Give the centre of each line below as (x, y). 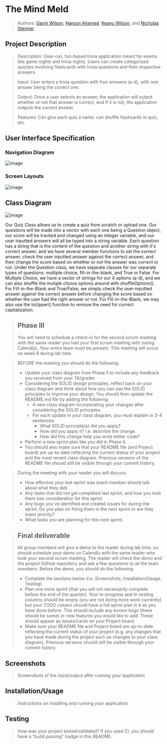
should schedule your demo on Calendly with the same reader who (86, 553)
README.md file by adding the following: (67, 399)
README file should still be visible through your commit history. (90, 463)
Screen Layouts (24, 176)
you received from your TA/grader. (60, 378)
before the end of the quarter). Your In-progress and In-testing (89, 594)
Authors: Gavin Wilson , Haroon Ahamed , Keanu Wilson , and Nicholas (88, 23)
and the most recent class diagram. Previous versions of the (86, 458)
